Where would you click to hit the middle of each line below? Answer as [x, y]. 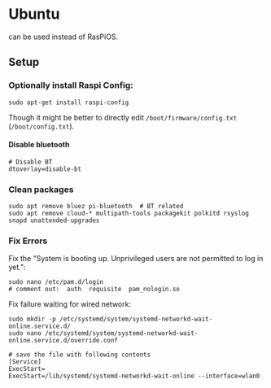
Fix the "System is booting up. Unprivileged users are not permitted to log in [136, 259]
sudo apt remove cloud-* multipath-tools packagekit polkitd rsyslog [129, 214]
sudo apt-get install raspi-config [69, 102]
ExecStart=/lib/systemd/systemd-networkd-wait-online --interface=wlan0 [134, 376]
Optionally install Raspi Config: [71, 85]
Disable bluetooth [39, 145]
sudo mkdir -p [33, 319]
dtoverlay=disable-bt [45, 169]
